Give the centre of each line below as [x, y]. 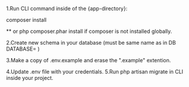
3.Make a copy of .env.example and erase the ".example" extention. [89, 60]
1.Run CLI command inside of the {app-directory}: [67, 9]
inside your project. [30, 78]
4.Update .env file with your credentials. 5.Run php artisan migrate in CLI [95, 72]
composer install [26, 20]
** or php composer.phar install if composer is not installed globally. [89, 31]
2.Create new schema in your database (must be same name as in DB [91, 43]
